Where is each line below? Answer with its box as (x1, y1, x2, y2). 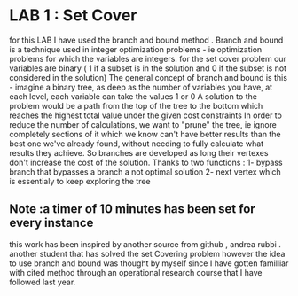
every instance (9, 215, 94, 230)
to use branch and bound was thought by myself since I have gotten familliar (9, 258, 289, 269)
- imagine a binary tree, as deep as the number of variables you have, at (9, 82, 273, 92)
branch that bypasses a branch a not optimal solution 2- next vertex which (9, 166, 281, 177)
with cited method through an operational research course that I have (9, 267, 263, 277)
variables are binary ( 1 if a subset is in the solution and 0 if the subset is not (9, 63, 286, 74)
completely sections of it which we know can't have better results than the (9, 129, 281, 139)
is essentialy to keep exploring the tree (9, 175, 151, 186)
